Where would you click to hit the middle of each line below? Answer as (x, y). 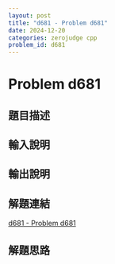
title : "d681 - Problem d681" (58, 23)
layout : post (30, 15)
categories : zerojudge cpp (53, 38)
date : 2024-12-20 (37, 30)
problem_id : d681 (37, 45)
